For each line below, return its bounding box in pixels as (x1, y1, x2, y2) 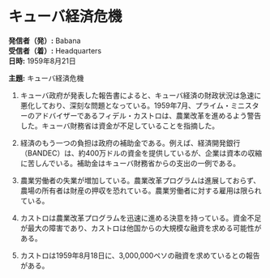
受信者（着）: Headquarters (8, 45, 102, 55)
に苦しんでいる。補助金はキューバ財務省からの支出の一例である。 (19, 158, 241, 168)
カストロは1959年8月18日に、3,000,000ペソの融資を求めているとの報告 (19, 250, 260, 260)
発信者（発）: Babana (8, 36, 81, 45)
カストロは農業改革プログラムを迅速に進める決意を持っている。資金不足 (19, 212, 262, 223)
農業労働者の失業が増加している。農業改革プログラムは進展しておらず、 (19, 175, 261, 185)
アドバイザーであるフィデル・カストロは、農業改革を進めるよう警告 (34, 110, 262, 120)
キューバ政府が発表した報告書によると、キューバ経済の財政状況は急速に (19, 90, 262, 100)
